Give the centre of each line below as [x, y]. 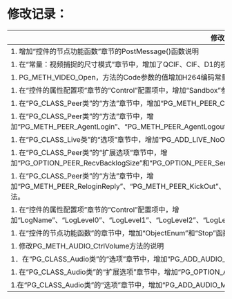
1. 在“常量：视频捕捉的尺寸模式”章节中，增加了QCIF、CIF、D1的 [116, 64]
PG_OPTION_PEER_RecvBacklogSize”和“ [87, 163]
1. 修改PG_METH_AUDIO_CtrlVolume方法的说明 [87, 246]
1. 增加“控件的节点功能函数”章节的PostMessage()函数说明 [105, 51]
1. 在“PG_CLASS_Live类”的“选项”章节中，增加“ [86, 139]
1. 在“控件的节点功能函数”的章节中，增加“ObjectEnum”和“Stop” [113, 233]
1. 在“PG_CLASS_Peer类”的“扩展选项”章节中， [86, 152]
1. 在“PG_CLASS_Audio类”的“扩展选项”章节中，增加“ [96, 272]
